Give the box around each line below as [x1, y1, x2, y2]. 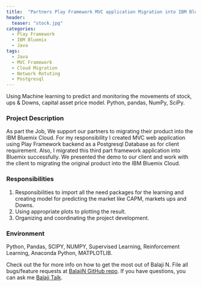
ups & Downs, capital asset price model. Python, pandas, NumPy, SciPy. [6, 99, 185, 106]
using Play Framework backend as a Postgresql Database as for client [6, 140, 179, 148]
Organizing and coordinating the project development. [14, 214, 149, 221]
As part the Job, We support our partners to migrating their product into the [6, 128, 194, 135]
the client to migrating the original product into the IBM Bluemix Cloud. [6, 160, 180, 167]
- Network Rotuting [11, 71, 61, 77]
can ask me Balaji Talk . [6, 274, 63, 281]
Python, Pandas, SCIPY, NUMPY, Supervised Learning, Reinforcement [6, 243, 180, 250]
